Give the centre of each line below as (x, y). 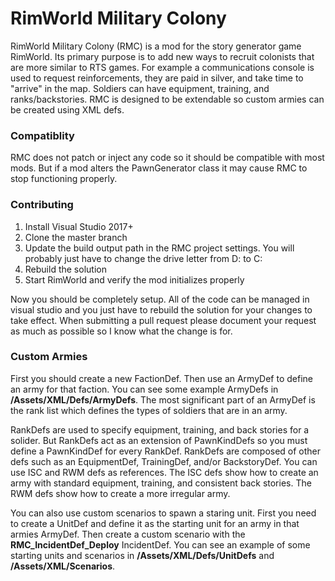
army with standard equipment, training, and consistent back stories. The (161, 483)
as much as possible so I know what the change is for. (121, 331)
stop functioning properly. (64, 179)
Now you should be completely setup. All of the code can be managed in (160, 299)
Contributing (42, 205)
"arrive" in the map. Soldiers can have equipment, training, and (140, 88)
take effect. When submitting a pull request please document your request (163, 320)
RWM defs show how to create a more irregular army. (120, 493)
